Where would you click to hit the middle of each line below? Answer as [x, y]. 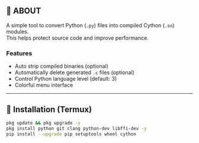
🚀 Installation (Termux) [49, 109]
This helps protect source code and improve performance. [78, 38]
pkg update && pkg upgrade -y [44, 123]
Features [19, 53]
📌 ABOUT [24, 11]
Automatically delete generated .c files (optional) [75, 72]
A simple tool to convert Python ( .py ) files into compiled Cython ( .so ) [90, 25]
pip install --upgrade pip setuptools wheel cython [71, 134]
